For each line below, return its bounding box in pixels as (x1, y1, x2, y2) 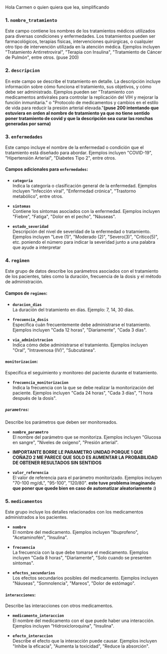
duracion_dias (12, 302, 42, 307)
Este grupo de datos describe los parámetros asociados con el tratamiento (5, 268, 159, 274)
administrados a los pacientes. (5, 514, 68, 520)
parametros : (5, 406, 29, 413)
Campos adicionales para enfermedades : (5, 166, 88, 172)
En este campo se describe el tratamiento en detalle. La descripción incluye (5, 78, 161, 84)
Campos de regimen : (5, 290, 48, 296)
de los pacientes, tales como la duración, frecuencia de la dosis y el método (5, 274, 162, 280)
